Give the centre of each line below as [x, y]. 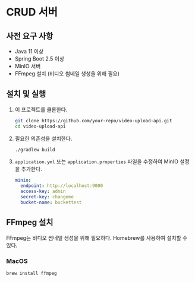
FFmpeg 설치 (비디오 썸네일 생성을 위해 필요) [67, 74]
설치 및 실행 [26, 94]
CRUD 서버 [32, 12]
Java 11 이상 [29, 51]
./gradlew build [35, 150]
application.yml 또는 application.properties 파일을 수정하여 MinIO [97, 161]
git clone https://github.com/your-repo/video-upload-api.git [93, 121]
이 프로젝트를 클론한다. [41, 109]
